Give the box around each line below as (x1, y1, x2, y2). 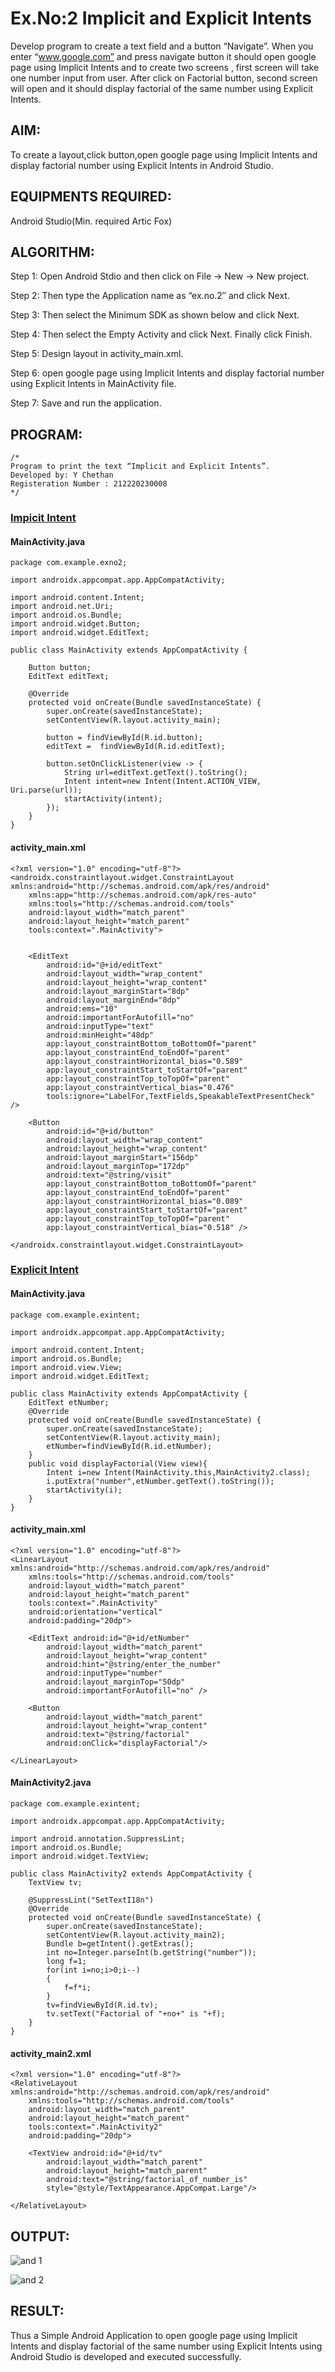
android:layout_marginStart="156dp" (46, 1152, 199, 1162)
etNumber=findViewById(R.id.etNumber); (46, 1441, 213, 1451)
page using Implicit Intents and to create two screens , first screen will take (10, 61, 320, 73)
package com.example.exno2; (10, 558, 128, 568)
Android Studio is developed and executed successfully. (10, 2350, 242, 2362)
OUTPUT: (10, 2228, 70, 2245)
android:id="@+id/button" (46, 1126, 155, 1136)
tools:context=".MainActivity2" (28, 2122, 163, 2132)
